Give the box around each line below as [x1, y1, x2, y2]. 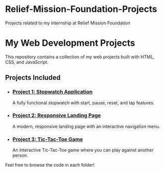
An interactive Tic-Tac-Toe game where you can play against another [12, 147, 154, 153]
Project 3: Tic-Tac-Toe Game [12, 136, 83, 143]
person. [12, 153, 28, 159]
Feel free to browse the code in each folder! [5, 162, 95, 168]
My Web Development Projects [5, 37, 135, 49]
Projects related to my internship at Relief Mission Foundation [5, 20, 130, 26]
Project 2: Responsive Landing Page [12, 112, 101, 119]
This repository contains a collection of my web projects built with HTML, [5, 54, 155, 60]
